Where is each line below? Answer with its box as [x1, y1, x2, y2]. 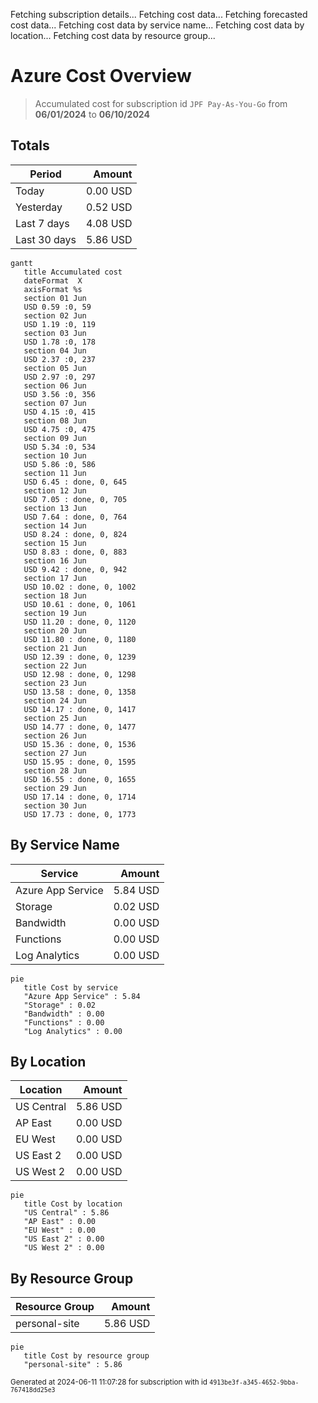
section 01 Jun [23, 293, 87, 303]
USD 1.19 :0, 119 [23, 319, 97, 329]
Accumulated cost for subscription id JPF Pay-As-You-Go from [34, 97, 288, 109]
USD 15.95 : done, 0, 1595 [23, 757, 137, 767]
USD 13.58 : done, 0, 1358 [23, 687, 137, 697]
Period [29, 167, 62, 181]
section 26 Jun [23, 730, 87, 741]
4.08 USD [86, 216, 133, 230]
